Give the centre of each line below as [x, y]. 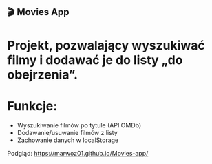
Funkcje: [32, 106]
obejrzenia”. [42, 74]
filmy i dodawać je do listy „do [95, 60]
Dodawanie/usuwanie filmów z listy [67, 132]
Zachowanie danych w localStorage [68, 140]
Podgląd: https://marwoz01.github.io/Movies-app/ [78, 153]
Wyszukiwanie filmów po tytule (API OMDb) [79, 125]
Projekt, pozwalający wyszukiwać [106, 45]
